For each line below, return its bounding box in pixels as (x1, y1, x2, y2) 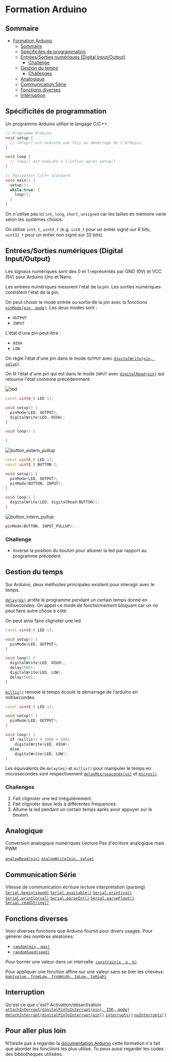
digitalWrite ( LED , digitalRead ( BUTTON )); (10, 499, 100, 505)
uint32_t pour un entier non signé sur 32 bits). (5, 232, 104, 238)
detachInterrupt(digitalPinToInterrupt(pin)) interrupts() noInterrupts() (5, 1012, 167, 1017)
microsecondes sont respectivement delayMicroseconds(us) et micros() (5, 771, 158, 777)
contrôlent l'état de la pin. (5, 289, 60, 295)
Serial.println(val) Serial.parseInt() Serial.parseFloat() (5, 896, 135, 901)
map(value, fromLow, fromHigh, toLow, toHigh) (5, 974, 107, 979)
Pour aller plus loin (5, 1027, 66, 1035)
